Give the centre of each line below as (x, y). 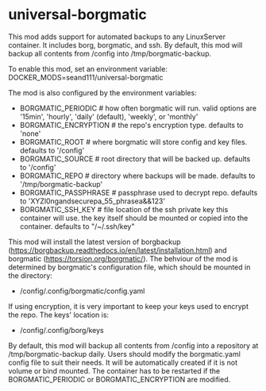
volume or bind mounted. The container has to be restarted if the (114, 370)
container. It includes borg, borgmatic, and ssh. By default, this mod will (125, 45)
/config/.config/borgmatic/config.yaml (82, 291)
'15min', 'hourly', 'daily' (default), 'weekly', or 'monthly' (109, 116)
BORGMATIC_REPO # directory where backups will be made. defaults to (137, 176)
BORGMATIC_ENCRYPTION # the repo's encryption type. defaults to (131, 125)
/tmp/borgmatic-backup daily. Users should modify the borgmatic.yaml (124, 354)
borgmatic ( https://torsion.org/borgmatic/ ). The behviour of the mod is (123, 258)
